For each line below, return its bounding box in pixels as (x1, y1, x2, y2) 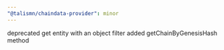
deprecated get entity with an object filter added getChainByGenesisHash (7, 29, 218, 37)
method (7, 36, 30, 45)
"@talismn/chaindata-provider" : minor (7, 10, 119, 17)
